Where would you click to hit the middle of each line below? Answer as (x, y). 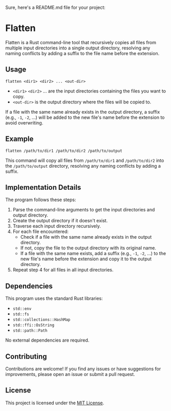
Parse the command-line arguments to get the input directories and (84, 210)
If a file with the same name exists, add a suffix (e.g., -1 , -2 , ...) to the (93, 254)
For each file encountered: (41, 231)
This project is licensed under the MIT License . (55, 403)
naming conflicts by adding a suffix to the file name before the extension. (82, 53)
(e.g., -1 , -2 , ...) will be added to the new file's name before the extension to (85, 117)
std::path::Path (30, 331)
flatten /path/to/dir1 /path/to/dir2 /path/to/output (64, 151)
